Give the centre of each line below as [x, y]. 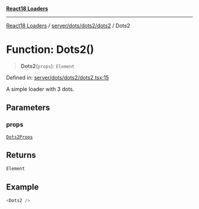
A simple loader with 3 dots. [40, 89]
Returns [21, 155]
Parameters [28, 108]
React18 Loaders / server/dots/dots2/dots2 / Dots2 [68, 26]
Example [23, 187]
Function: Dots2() [50, 50]
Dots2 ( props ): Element [48, 66]
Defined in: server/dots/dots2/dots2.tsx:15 [58, 77]
